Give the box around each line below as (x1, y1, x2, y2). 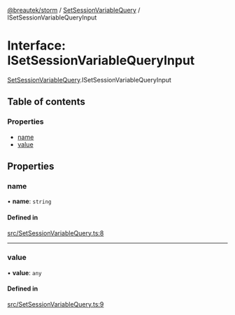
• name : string (7, 197, 52, 205)
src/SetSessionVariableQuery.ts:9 (7, 300, 104, 309)
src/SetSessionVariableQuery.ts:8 (7, 228, 104, 237)
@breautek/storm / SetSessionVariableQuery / (7, 6, 141, 14)
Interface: (7, 38, 66, 54)
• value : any (7, 268, 42, 277)
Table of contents (7, 96, 85, 108)
